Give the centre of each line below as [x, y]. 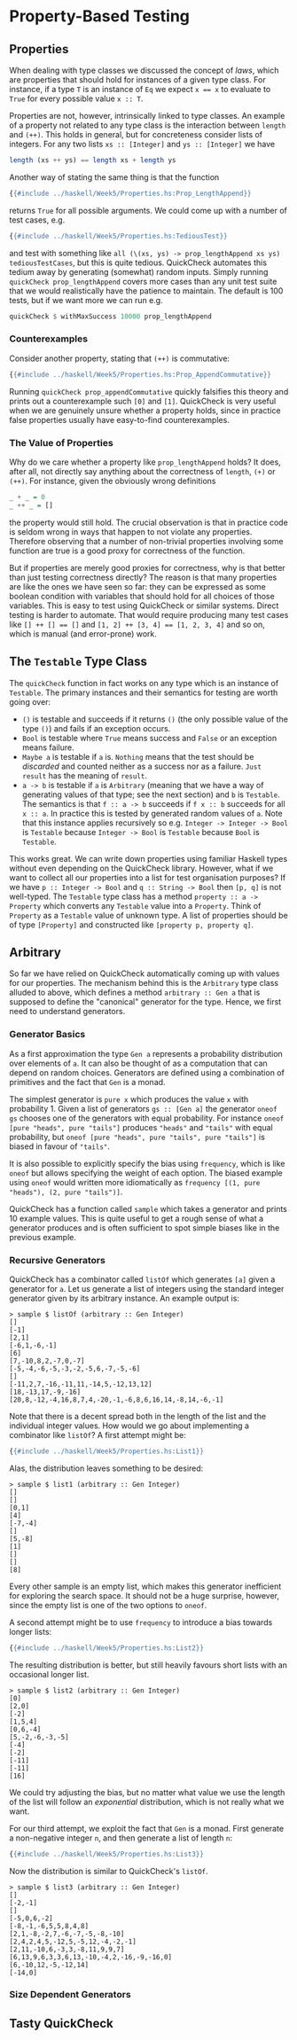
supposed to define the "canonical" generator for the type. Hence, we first [145, 1002]
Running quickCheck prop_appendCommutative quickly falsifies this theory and [149, 391]
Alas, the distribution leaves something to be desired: [106, 1468]
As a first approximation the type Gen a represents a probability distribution [146, 1053]
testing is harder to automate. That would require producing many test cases [149, 614]
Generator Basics [47, 1035]
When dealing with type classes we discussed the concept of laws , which [144, 70]
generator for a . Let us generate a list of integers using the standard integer [147, 1288]
